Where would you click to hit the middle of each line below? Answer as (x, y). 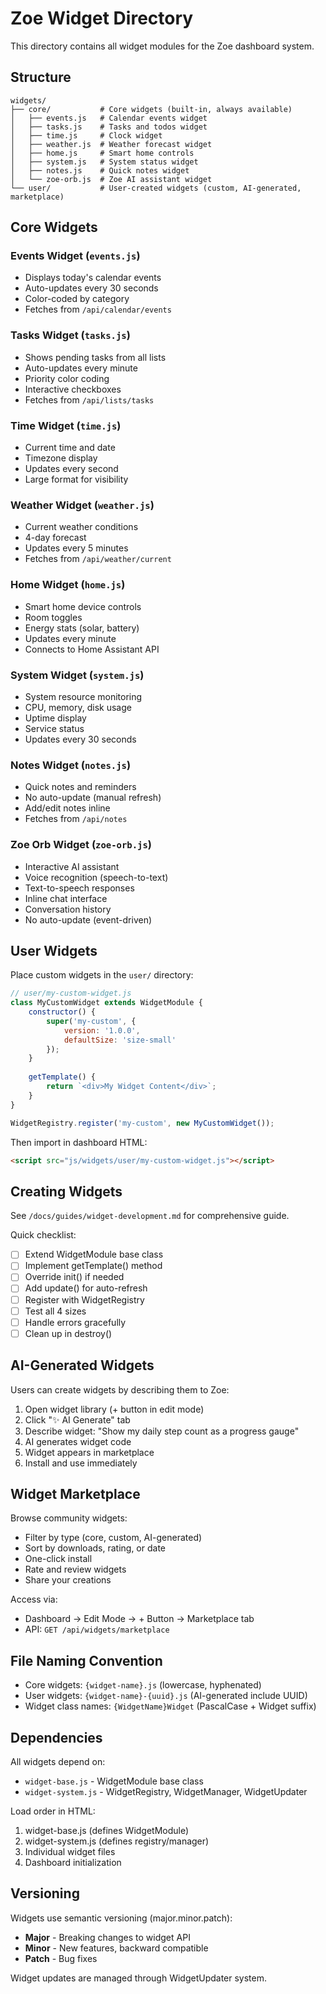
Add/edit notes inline (67, 808)
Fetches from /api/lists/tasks (89, 399)
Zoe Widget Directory (102, 18)
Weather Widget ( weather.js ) (82, 505)
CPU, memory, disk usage (78, 707)
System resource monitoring (83, 696)
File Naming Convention (86, 1660)
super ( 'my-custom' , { (91, 1021)
